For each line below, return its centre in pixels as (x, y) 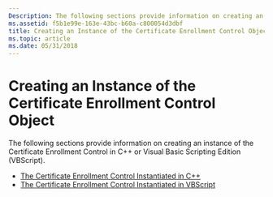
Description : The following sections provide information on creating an (136, 16)
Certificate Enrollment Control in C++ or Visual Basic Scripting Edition (125, 152)
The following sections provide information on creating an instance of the (131, 143)
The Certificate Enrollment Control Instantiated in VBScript (118, 185)
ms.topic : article (39, 39)
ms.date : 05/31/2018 (43, 46)
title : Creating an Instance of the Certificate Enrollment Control (127, 31)
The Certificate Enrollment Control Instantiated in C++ (110, 176)
